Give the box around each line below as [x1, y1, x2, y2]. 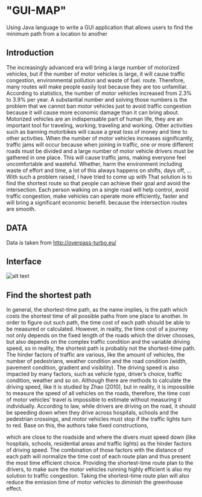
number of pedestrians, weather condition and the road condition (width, [6, 358, 188, 365]
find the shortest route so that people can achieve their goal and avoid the [6, 179, 191, 186]
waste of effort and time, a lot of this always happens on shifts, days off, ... [6, 166, 192, 174]
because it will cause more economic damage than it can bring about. [6, 108, 180, 116]
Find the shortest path [6, 290, 92, 300]
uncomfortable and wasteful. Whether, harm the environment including [6, 160, 183, 167]
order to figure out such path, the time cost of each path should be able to [6, 319, 191, 326]
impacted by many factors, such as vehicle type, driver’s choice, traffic [6, 370, 183, 378]
